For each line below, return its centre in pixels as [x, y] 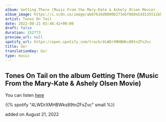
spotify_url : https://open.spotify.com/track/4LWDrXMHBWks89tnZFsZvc [78, 42]
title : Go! [16, 46]
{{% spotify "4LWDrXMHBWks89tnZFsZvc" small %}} [60, 105]
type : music [17, 56]
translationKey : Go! [26, 51]
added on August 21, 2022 [32, 115]
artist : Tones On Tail [28, 19]
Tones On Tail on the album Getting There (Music [82, 75]
